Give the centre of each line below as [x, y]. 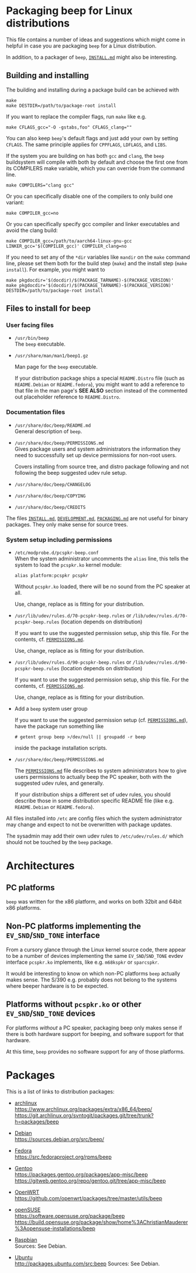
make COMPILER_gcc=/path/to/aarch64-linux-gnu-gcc [69, 241]
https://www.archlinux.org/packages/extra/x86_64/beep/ [83, 1109]
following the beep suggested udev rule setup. [71, 472]
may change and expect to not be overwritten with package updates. [89, 825]
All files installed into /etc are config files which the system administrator [94, 818]
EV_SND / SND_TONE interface [53, 935]
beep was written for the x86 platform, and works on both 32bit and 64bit [94, 901]
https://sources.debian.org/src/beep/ [59, 1139]
